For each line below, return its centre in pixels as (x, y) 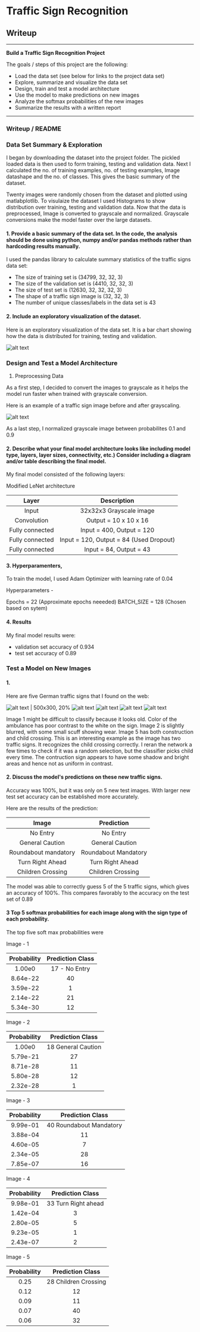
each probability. (28, 919)
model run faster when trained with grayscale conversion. (77, 394)
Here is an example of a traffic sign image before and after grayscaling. (93, 405)
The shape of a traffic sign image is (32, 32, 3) (72, 296)
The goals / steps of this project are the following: (67, 64)
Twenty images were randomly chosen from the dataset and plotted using (97, 194)
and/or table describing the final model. (56, 461)
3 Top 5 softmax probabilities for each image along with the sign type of (97, 913)
